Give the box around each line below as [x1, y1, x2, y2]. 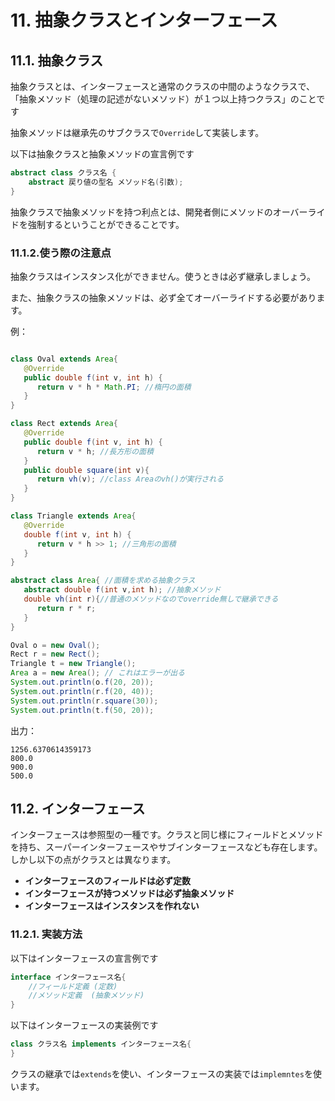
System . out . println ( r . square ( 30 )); [10, 696, 159, 706]
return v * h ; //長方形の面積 [36, 446, 154, 456]
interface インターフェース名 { [10, 972, 127, 982]
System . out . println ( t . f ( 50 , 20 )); [10, 705, 155, 715]
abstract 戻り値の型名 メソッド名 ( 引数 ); [28, 177, 184, 187]
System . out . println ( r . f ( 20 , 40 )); [10, 686, 155, 696]
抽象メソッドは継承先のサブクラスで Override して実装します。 [10, 127, 265, 138]
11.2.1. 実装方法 [10, 927, 83, 941]
